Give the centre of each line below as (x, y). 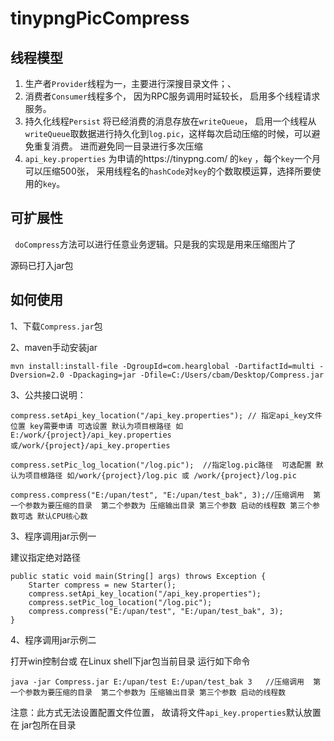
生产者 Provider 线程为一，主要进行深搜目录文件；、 (130, 83)
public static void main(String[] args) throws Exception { (138, 576)
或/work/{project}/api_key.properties (90, 445)
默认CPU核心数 (62, 516)
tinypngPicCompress (100, 18)
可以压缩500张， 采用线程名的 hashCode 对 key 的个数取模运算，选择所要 (168, 171)
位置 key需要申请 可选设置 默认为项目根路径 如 (97, 426)
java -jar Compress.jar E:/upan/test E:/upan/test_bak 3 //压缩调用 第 (166, 682)
